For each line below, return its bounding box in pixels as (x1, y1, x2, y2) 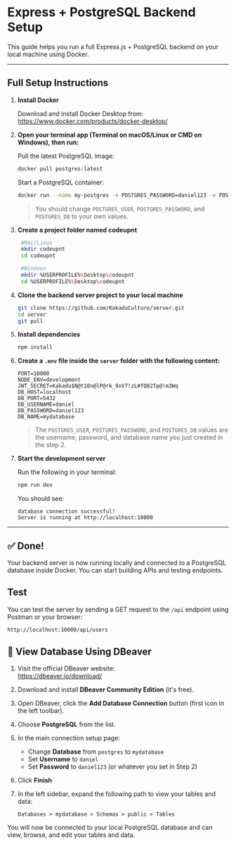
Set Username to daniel (27, 755, 99, 764)
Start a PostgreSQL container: (17, 178, 104, 187)
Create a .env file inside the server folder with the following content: (17, 356, 220, 365)
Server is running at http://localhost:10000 (17, 514, 153, 521)
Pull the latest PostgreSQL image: (17, 151, 114, 160)
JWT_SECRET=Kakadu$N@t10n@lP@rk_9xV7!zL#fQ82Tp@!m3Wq (17, 382, 178, 390)
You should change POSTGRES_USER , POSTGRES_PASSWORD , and (34, 204, 205, 213)
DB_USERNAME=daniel (17, 401, 75, 409)
